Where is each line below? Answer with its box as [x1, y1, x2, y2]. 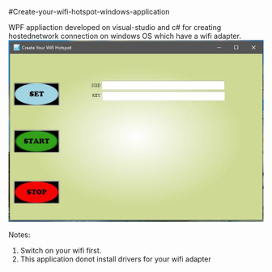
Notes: [8, 230, 31, 240]
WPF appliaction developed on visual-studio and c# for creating [8, 23, 222, 32]
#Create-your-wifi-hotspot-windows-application [8, 7, 170, 16]
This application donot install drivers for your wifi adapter [19, 254, 212, 264]
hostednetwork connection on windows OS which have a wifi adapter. [8, 32, 241, 40]
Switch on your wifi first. [19, 245, 102, 255]
